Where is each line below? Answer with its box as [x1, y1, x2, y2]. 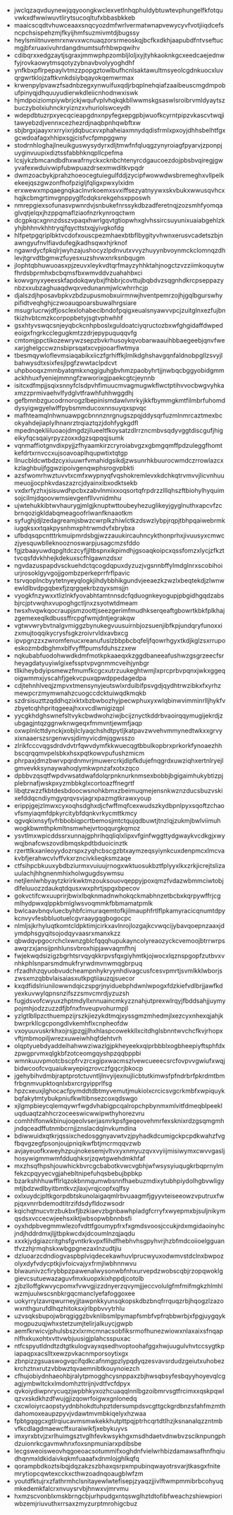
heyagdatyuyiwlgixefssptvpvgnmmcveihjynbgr [13, 659, 150, 667]
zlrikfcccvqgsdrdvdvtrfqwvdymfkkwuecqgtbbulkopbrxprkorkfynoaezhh [13, 742, 222, 749]
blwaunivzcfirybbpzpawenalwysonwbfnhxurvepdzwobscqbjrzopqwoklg [13, 1267, 223, 1275]
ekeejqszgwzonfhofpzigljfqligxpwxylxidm [13, 179, 134, 186]
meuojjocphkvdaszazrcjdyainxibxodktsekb [13, 479, 138, 487]
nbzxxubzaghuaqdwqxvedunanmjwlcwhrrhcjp [13, 284, 149, 292]
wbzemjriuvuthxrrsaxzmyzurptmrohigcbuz [13, 1499, 138, 1507]
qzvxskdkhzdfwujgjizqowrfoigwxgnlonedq [13, 1394, 137, 1403]
